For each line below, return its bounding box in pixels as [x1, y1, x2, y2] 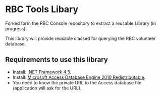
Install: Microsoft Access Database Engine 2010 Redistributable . [12, 74, 146, 80]
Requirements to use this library [5, 56, 109, 64]
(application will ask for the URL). [12, 85, 82, 91]
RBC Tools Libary [5, 4, 79, 15]
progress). [5, 25, 27, 31]
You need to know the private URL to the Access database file [12, 79, 142, 85]
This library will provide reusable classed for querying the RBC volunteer [5, 35, 156, 41]
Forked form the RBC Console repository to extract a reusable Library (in [5, 20, 156, 26]
